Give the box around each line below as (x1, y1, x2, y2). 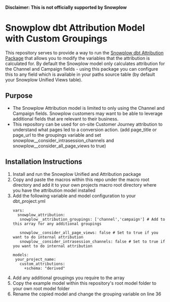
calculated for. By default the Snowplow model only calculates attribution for (5, 61, 165, 67)
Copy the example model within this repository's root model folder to (12, 280, 156, 286)
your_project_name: (15, 257, 56, 262)
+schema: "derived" (24, 265, 65, 271)
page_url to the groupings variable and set (12, 132, 101, 138)
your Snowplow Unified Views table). (5, 76, 83, 83)
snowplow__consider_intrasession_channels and (12, 137, 114, 143)
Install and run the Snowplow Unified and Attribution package (12, 171, 141, 177)
